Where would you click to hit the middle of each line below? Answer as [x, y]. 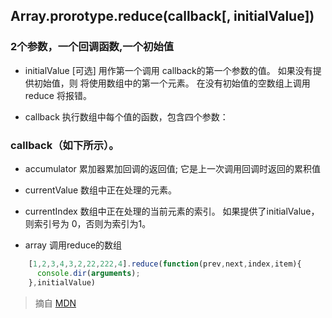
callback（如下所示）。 [65, 145]
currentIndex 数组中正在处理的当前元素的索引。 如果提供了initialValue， [172, 211]
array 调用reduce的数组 [73, 245]
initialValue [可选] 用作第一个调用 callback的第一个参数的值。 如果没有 [168, 70]
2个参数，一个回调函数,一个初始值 [92, 47]
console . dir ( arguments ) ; [88, 273]
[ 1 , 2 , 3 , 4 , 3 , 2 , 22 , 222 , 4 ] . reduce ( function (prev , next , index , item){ [165, 264]
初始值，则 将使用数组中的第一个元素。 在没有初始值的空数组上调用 [172, 83]
